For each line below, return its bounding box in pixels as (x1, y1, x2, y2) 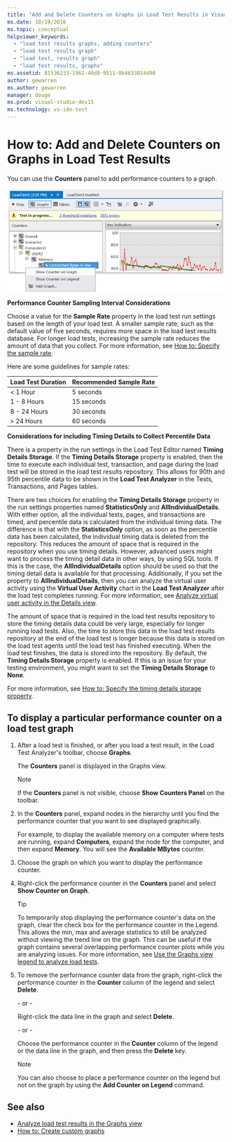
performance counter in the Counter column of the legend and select (17, 979, 215, 987)
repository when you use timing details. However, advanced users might (7, 547, 213, 555)
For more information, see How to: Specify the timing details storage (7, 684, 202, 693)
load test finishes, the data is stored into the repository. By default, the (7, 649, 207, 657)
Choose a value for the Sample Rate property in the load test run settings (7, 312, 216, 321)
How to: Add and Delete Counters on (7, 137, 221, 152)
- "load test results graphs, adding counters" (13, 40, 153, 48)
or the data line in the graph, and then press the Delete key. (17, 1046, 187, 1055)
